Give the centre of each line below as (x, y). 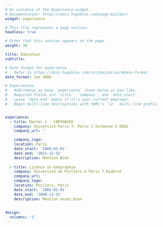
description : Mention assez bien (48, 199)
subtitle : (15, 59)
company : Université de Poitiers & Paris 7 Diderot (68, 172)
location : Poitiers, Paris (41, 185)
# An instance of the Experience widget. (48, 10)
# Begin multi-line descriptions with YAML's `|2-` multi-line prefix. (82, 104)
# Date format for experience (36, 68)
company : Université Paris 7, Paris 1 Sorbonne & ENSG (71, 126)
